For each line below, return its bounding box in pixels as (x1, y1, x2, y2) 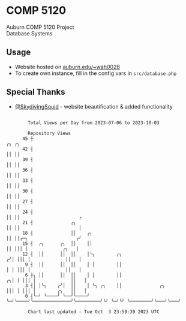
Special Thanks (6, 87, 65, 97)
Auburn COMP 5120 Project (6, 23, 74, 31)
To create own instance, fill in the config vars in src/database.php (14, 70, 177, 77)
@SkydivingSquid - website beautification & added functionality (14, 103, 173, 110)
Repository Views (28, 130, 71, 136)
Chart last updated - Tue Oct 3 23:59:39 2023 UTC (28, 308, 160, 315)
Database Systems (6, 29, 53, 37)
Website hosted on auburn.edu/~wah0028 (14, 63, 120, 70)
